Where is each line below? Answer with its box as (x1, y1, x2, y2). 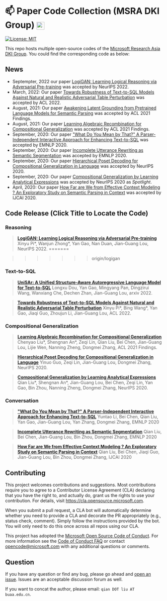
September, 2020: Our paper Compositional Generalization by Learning (12, 174, 159, 180)
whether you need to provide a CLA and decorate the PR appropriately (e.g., (5, 512, 162, 519)
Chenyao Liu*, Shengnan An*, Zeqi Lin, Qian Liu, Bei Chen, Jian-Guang (17, 339, 162, 345)
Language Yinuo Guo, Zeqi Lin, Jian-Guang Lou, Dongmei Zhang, (17, 359, 152, 365)
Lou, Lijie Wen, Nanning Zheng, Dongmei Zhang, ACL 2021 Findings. (17, 344, 158, 350)
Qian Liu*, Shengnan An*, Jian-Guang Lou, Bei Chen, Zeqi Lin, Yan (17, 380, 153, 386)
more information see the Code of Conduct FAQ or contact (5, 538, 125, 544)
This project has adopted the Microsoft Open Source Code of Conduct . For (5, 533, 159, 539)
